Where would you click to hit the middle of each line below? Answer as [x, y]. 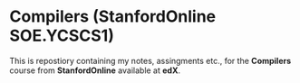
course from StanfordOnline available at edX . [95, 70]
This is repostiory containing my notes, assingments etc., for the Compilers [150, 60]
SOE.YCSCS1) [62, 36]
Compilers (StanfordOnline [112, 17]
